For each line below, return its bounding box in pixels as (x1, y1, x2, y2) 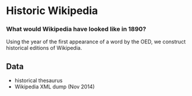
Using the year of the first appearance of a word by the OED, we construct (6, 38, 186, 45)
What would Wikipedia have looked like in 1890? (6, 25, 147, 33)
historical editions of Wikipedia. (6, 44, 82, 52)
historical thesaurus (14, 77, 63, 84)
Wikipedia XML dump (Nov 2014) (14, 83, 95, 90)
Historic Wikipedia (6, 4, 98, 18)
